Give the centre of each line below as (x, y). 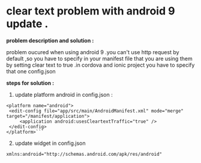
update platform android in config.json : (64, 94)
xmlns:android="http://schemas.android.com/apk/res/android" (84, 154)
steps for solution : (30, 83)
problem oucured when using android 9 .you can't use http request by (93, 52)
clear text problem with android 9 (91, 11)
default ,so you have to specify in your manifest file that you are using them (100, 58)
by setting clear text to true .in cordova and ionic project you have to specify (100, 65)
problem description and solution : (50, 40)
